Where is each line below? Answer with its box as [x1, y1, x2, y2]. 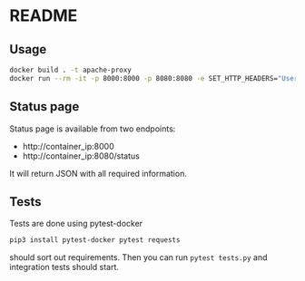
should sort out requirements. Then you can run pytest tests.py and [9, 252, 268, 263]
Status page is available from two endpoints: [9, 123, 176, 134]
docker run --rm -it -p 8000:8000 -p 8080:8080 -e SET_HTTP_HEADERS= [9, 73, 279, 82]
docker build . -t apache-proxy [9, 65, 132, 74]
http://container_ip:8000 [22, 140, 115, 151]
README [9, 5, 78, 26]
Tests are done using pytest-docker [9, 218, 143, 229]
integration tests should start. [9, 262, 120, 273]
